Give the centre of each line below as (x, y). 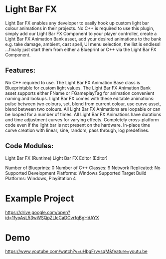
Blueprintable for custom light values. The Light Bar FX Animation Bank (78, 88)
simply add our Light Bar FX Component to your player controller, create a (81, 33)
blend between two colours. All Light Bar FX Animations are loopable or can (83, 109)
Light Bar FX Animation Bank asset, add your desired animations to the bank (83, 39)
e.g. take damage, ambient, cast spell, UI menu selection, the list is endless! (83, 44)
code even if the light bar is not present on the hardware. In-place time (78, 125)
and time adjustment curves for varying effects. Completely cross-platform (82, 120)
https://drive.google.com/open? (38, 212)
